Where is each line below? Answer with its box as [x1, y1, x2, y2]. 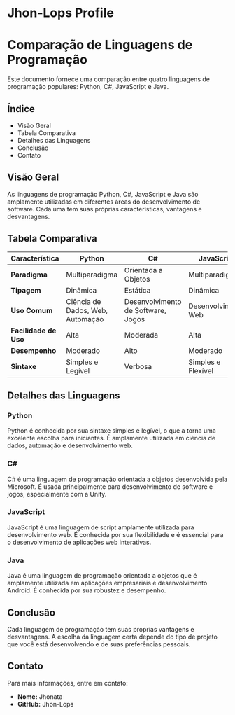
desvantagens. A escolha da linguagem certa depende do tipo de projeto [7, 632, 218, 641]
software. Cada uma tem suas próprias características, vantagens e [7, 204, 202, 213]
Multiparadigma [66, 270, 117, 279]
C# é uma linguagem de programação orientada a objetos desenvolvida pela [7, 475, 228, 483]
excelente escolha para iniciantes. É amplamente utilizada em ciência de [7, 434, 215, 443]
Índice [7, 103, 35, 115]
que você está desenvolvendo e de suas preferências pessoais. [7, 639, 191, 648]
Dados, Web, [66, 305, 108, 315]
